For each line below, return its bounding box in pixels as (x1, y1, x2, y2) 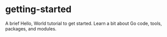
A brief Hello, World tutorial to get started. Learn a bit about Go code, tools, (5, 20, 162, 26)
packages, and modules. (5, 25, 57, 31)
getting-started (5, 4, 72, 15)
